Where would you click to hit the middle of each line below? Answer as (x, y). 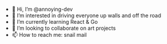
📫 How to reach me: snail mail (49, 35)
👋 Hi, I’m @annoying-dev (42, 9)
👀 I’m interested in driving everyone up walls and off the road (86, 15)
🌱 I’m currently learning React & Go (55, 22)
